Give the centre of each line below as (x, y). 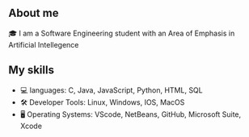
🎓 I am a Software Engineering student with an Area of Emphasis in (122, 33)
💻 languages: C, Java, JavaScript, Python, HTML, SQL (112, 90)
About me (34, 13)
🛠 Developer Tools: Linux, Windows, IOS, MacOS (102, 102)
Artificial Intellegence (44, 44)
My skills (32, 71)
